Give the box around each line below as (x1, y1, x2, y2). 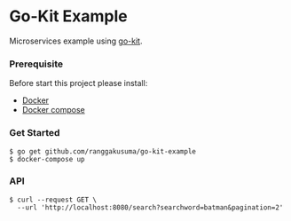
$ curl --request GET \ (9, 195, 98, 204)
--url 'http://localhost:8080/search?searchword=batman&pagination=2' (17, 202, 284, 212)
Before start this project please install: (9, 78, 148, 89)
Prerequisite (9, 58, 64, 70)
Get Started (9, 127, 60, 139)
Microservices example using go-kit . (9, 36, 143, 46)
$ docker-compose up (9, 154, 86, 163)
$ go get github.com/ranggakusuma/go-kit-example (9, 146, 197, 156)
